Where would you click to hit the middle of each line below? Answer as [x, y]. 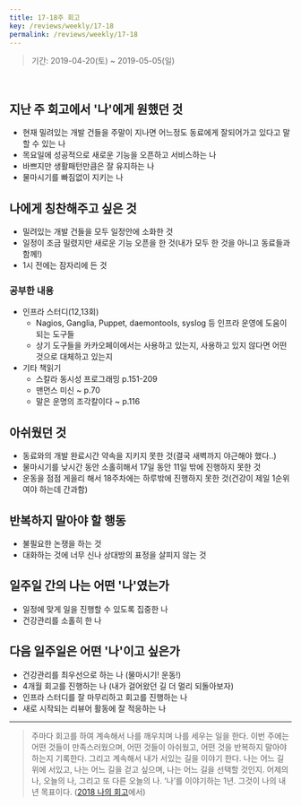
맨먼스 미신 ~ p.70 [68, 390]
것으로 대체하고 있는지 [74, 357]
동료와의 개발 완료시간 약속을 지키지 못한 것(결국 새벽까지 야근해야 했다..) [149, 456]
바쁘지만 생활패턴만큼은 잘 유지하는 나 [88, 166]
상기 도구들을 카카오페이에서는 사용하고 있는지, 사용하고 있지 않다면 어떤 [161, 345]
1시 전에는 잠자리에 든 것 [64, 265]
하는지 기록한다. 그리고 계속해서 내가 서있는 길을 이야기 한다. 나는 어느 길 [158, 758]
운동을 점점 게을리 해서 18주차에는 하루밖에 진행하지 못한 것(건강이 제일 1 [149, 478]
